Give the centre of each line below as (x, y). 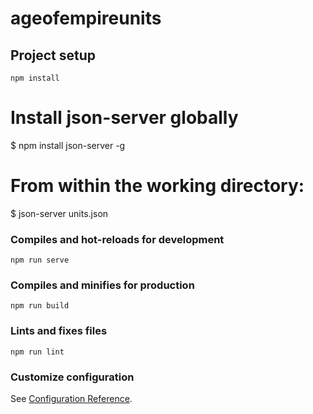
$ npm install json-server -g (68, 145)
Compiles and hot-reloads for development (117, 239)
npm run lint (37, 352)
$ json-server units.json (59, 213)
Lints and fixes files (59, 331)
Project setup (53, 55)
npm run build (40, 306)
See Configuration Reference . (71, 399)
